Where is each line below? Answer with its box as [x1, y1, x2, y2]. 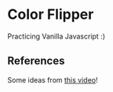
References [7, 54, 65, 68]
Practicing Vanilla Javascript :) [7, 31, 106, 41]
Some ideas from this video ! [7, 75, 99, 84]
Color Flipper [7, 6, 94, 24]
